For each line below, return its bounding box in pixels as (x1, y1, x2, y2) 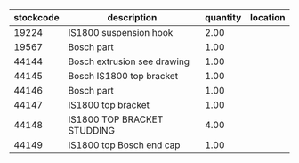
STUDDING (68, 125, 116, 136)
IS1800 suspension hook (68, 27, 174, 38)
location (250, 12, 286, 23)
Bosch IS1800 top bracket (68, 70, 179, 82)
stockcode (13, 12, 60, 23)
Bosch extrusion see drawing (68, 55, 190, 68)
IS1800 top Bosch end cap (68, 139, 181, 151)
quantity (204, 12, 242, 23)
